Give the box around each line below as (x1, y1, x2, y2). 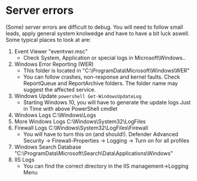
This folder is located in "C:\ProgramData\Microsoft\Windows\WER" (23, 67, 190, 74)
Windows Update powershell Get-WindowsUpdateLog (14, 92, 142, 99)
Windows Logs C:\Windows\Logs (14, 111, 96, 119)
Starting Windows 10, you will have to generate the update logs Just (23, 98, 191, 105)
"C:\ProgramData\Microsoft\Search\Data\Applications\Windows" (14, 149, 173, 156)
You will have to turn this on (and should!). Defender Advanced (23, 130, 178, 138)
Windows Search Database (14, 143, 81, 150)
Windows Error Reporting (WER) (14, 61, 94, 68)
